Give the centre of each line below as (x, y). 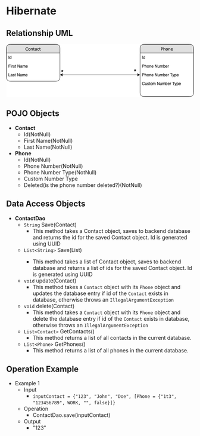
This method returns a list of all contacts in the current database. (112, 337)
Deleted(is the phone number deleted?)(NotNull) (83, 185)
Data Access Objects (46, 204)
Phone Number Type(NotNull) (60, 172)
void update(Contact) (50, 280)
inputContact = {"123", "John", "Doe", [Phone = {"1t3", (104, 397)
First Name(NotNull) (48, 140)
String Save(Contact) (50, 225)
